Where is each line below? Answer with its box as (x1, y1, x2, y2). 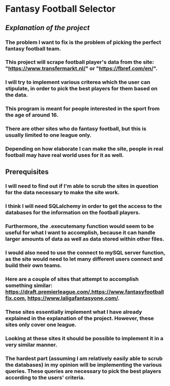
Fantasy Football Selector (5, 3, 116, 15)
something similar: (5, 282, 52, 289)
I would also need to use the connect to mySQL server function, (5, 249, 165, 256)
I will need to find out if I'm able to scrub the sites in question (5, 183, 159, 190)
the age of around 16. (5, 112, 59, 119)
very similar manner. (5, 341, 58, 348)
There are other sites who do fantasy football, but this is (5, 125, 147, 133)
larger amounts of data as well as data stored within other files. (5, 236, 164, 243)
